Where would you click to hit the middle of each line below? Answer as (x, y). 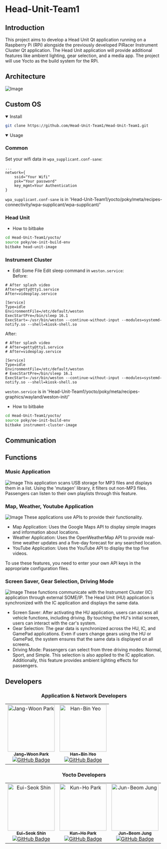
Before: (20, 276)
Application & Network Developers (84, 695)
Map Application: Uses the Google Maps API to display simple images (84, 527)
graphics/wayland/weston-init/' (37, 397)
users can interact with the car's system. (54, 623)
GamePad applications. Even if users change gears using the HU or (82, 634)
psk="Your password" (35, 181)
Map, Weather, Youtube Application (49, 506)
